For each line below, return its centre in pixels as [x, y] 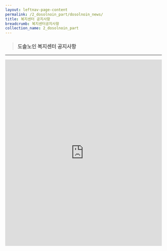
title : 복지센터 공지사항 [28, 19]
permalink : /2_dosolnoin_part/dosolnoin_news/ [54, 14]
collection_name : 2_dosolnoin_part [42, 28]
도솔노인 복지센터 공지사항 [47, 47]
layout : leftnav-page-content [37, 10]
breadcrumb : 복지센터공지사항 [32, 24]
